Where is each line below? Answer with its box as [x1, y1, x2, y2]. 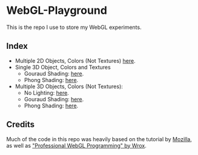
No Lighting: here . [24, 89, 70, 96]
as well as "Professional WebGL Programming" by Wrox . [6, 142, 147, 149]
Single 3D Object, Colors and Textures [15, 63, 111, 71]
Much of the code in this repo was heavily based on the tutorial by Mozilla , [6, 135, 192, 142]
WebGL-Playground [6, 4, 108, 17]
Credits [6, 119, 35, 130]
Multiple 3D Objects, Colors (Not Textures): [15, 83, 123, 90]
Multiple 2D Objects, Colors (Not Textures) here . [15, 57, 136, 64]
